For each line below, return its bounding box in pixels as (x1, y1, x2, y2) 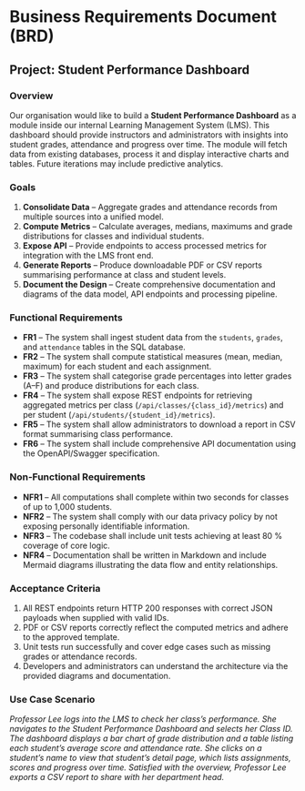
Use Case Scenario (9, 693, 96, 705)
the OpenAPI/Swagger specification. (22, 448, 160, 459)
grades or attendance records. (22, 651, 137, 662)
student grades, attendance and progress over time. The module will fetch (9, 138, 288, 149)
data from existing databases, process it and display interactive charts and (9, 148, 290, 159)
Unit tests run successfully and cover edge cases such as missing (22, 642, 271, 653)
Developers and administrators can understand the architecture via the (22, 661, 289, 672)
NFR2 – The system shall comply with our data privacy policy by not (22, 511, 278, 522)
